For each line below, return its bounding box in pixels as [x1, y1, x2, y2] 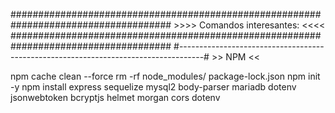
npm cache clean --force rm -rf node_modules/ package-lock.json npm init [10, 70, 321, 82]
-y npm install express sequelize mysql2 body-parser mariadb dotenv [10, 81, 297, 93]
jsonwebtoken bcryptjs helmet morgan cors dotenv [10, 92, 221, 103]
